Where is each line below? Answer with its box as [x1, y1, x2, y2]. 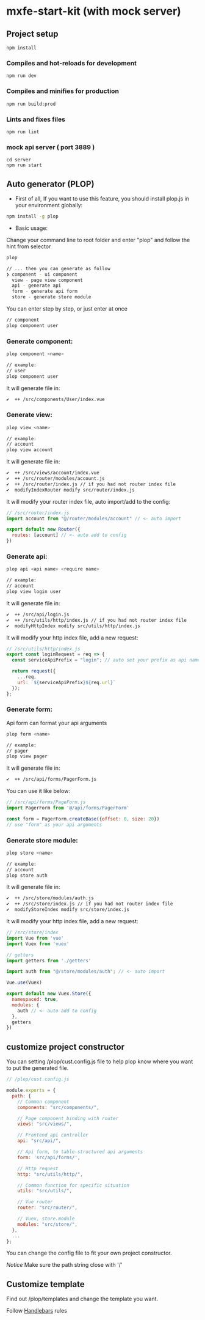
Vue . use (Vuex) [6, 979, 43, 986]
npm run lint [6, 128, 40, 135]
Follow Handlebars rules [6, 1307, 67, 1314]
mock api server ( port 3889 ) [6, 142, 95, 151]
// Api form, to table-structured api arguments [17, 1149, 143, 1155]
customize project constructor [6, 1041, 125, 1052]
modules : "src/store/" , [17, 1221, 78, 1227]
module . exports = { [6, 1087, 56, 1094]
